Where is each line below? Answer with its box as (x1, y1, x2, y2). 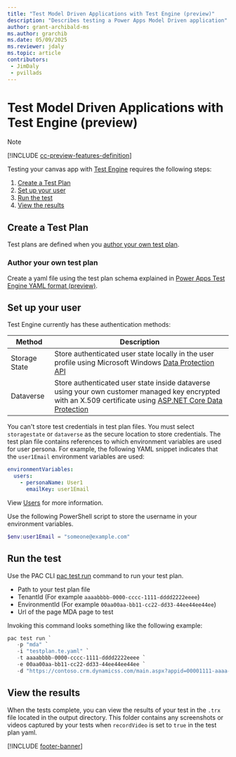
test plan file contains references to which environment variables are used (7, 437, 222, 446)
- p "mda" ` (16, 642, 49, 649)
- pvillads (10, 69, 42, 76)
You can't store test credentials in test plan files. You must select (7, 423, 195, 431)
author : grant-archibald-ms (7, 23, 90, 30)
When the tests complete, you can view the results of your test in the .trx (7, 706, 221, 714)
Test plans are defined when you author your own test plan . (7, 240, 180, 249)
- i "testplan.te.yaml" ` (16, 648, 90, 655)
